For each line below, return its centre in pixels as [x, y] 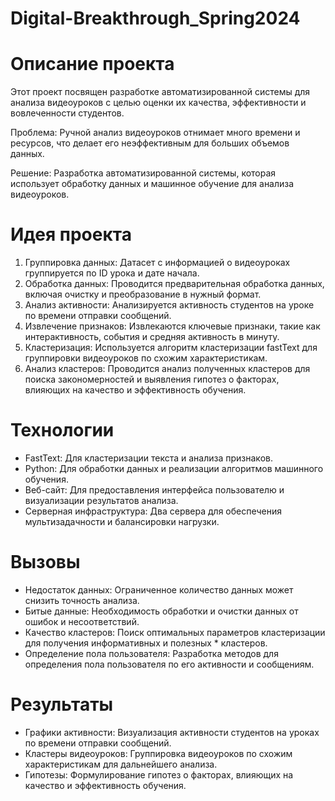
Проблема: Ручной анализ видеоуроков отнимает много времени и [155, 133]
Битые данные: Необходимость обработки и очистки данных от [161, 611]
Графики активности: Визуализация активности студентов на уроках [172, 732]
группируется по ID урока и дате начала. [112, 273]
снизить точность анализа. [82, 600]
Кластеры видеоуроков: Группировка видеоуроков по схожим [158, 753]
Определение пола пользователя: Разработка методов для [151, 653]
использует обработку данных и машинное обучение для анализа [152, 184]
